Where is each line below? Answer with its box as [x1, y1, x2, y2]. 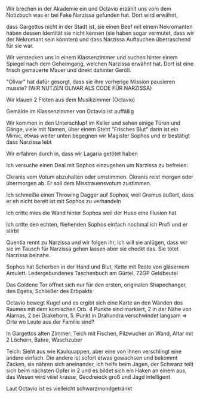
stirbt [6, 227, 20, 234]
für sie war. [6, 42, 34, 49]
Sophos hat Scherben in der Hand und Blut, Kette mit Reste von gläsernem [6, 263, 190, 270]
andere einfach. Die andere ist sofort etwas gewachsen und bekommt [6, 354, 178, 361]
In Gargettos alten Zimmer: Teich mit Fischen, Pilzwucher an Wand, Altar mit [6, 330, 193, 337]
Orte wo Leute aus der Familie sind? [6, 318, 94, 325]
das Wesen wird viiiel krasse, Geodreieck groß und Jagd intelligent [6, 373, 170, 380]
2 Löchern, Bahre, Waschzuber [6, 336, 83, 343]
